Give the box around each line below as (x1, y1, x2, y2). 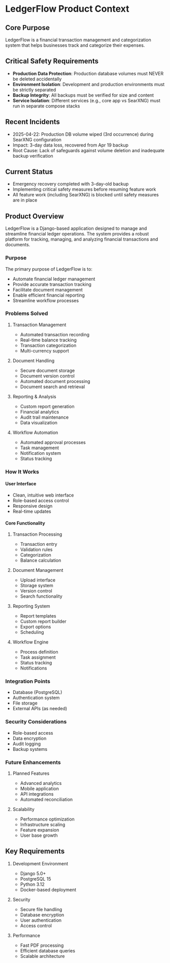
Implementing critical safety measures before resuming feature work (12, 186, 156, 192)
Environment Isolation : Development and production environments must (12, 81, 165, 87)
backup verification (12, 153, 53, 159)
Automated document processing (20, 378, 90, 384)
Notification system (20, 450, 61, 456)
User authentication (20, 917, 62, 923)
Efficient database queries (20, 947, 75, 954)
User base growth (20, 832, 58, 838)
